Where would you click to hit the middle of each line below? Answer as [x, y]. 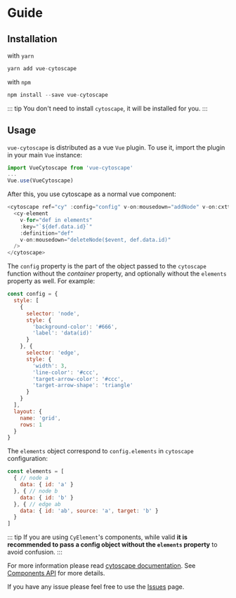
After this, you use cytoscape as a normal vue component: [92, 194]
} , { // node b [36, 491]
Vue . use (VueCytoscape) [40, 181]
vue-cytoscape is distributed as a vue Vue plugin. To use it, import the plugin [116, 147]
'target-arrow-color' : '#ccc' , [78, 379]
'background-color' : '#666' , [75, 327]
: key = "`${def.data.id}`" [56, 226]
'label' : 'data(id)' [63, 333]
